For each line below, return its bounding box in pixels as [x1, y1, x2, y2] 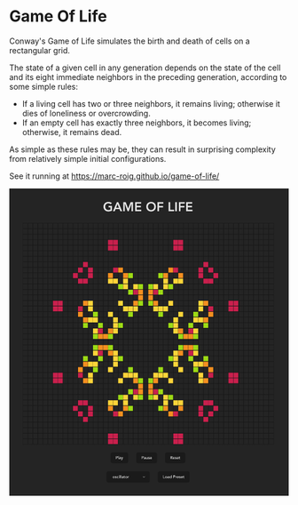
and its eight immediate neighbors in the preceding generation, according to [9, 71, 287, 82]
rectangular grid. [9, 44, 71, 55]
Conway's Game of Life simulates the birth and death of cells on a [9, 36, 250, 46]
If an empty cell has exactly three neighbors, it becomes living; [21, 117, 252, 128]
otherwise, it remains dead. [21, 126, 122, 137]
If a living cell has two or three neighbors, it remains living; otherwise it [21, 98, 281, 108]
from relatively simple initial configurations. [9, 153, 167, 164]
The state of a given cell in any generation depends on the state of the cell [9, 62, 281, 73]
